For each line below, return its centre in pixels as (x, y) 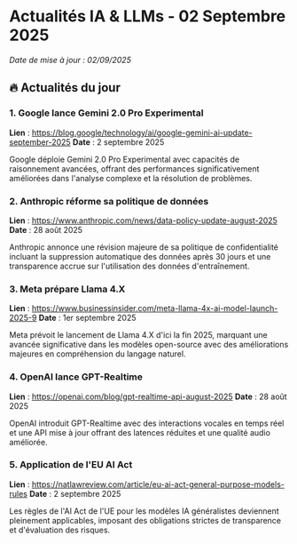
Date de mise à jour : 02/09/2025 (70, 60)
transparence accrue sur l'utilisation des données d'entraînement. (129, 266)
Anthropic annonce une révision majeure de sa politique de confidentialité (144, 247)
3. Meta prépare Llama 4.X (67, 289)
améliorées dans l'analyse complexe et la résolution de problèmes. (131, 178)
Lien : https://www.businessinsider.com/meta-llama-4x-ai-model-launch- (144, 308)
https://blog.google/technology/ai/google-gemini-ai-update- (142, 132)
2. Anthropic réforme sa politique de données (109, 201)
